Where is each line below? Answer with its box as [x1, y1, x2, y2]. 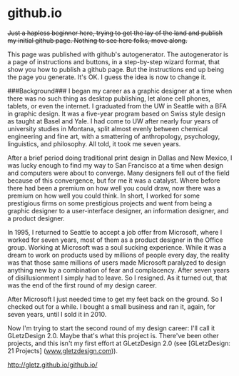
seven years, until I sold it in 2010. [7, 310, 107, 318]
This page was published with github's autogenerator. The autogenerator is [7, 50, 229, 59]
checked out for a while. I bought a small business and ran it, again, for [7, 302, 215, 311]
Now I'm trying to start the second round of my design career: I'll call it [7, 323, 215, 332]
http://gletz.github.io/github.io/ [7, 360, 98, 369]
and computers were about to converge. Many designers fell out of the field [7, 168, 230, 177]
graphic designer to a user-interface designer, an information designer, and [7, 206, 229, 215]
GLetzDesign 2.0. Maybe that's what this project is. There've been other [7, 331, 219, 340]
